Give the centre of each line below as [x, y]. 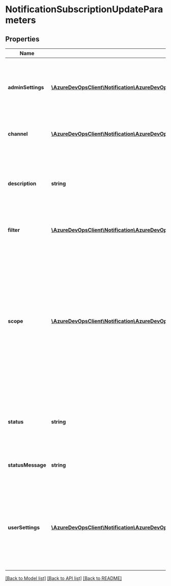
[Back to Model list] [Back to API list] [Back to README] [64, 578]
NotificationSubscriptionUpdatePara [84, 9]
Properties [22, 39]
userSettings [24, 527]
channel [18, 134]
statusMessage [27, 465]
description [22, 183]
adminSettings [26, 87]
